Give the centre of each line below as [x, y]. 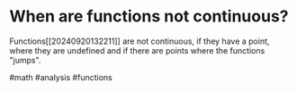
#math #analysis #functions [61, 77]
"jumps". [25, 60]
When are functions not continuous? [149, 17]
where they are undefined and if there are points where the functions [137, 50]
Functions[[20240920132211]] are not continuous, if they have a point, [139, 41]
